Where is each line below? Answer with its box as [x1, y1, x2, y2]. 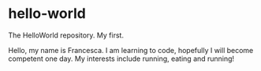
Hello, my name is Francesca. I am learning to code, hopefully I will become [8, 45, 254, 55]
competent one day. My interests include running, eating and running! [8, 54, 235, 63]
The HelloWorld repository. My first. [8, 30, 125, 40]
